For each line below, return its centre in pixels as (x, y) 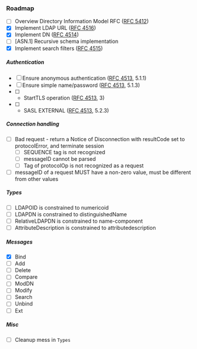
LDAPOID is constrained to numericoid (62, 207)
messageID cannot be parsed (60, 158)
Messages (19, 242)
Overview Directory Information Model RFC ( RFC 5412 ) (82, 21)
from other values (36, 179)
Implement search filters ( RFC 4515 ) (59, 48)
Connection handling (33, 124)
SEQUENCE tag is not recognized (64, 152)
